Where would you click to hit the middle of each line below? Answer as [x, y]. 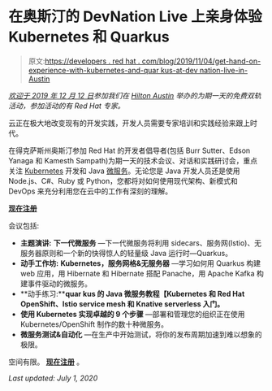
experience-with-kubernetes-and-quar [94, 70]
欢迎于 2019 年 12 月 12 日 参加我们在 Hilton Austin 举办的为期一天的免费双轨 [135, 95]
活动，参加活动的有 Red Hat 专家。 [67, 106]
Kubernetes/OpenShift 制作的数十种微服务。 [94, 324]
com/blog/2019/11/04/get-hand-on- [201, 61]
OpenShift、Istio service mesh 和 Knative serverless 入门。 [122, 304]
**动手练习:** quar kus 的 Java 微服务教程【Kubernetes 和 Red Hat [132, 293]
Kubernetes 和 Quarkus [89, 37]
